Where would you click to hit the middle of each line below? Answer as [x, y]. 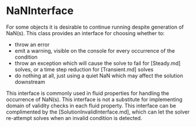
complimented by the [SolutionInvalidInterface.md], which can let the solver [98, 112]
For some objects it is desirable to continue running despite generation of [95, 27]
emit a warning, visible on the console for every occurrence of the [95, 50]
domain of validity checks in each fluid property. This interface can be [91, 105]
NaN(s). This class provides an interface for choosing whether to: [85, 33]
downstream [30, 82]
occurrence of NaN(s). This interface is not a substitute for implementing [94, 99]
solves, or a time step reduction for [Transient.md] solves [84, 69]
